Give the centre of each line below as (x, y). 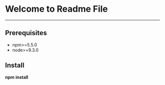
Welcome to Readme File (56, 9)
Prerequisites (26, 33)
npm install (17, 77)
